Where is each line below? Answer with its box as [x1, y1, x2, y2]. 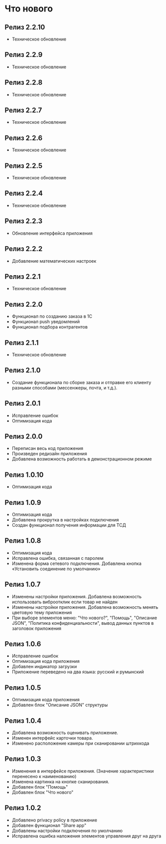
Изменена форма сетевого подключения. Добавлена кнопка [11, 560, 142, 566]
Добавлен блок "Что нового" [11, 789, 74, 795]
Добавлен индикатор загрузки [11, 664, 77, 670]
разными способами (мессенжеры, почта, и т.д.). [11, 385, 118, 391]
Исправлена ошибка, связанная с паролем [11, 555, 104, 561]
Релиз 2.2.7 [4, 106, 42, 115]
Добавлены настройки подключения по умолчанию [11, 828, 123, 834]
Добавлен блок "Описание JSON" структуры [11, 702, 108, 708]
